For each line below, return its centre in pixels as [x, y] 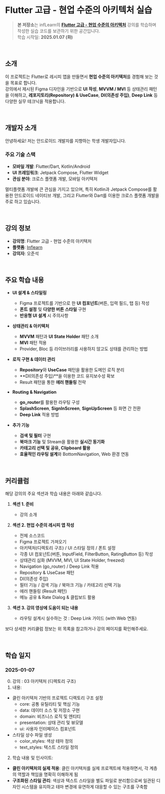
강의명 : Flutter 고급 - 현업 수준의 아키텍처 [52, 241]
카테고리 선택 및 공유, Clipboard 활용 [55, 448]
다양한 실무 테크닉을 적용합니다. [35, 101]
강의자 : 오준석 [26, 253]
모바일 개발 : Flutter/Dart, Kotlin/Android [51, 166]
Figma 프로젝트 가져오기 [43, 542]
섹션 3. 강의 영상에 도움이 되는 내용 [45, 608]
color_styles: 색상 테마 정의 [46, 741]
